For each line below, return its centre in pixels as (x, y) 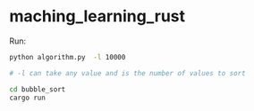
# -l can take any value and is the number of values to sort (127, 73)
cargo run (28, 98)
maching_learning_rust (97, 16)
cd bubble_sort (38, 89)
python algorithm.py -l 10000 (68, 57)
